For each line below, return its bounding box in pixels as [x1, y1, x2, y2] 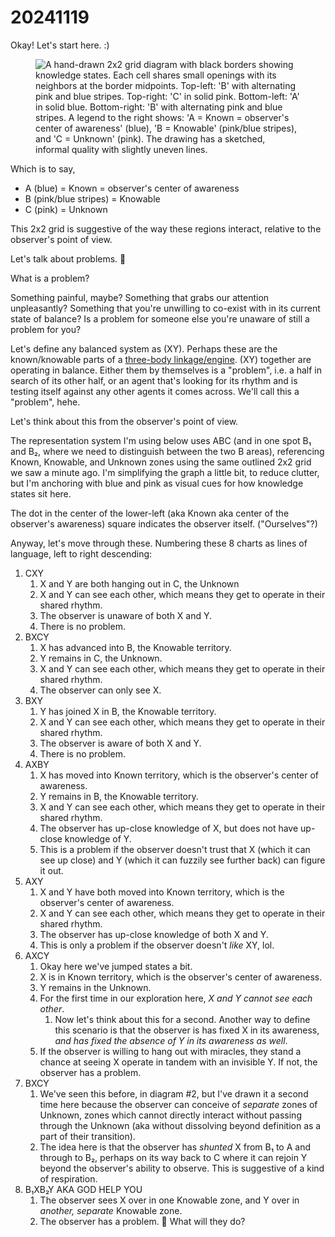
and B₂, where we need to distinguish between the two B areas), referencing [10, 445, 325, 457]
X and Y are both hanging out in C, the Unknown [39, 577, 240, 590]
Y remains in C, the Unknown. [39, 652, 163, 664]
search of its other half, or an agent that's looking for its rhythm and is [10, 374, 298, 386]
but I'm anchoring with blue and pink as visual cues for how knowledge [10, 477, 304, 489]
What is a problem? [10, 272, 90, 284]
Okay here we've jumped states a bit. [39, 960, 193, 972]
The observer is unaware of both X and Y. [39, 609, 213, 621]
